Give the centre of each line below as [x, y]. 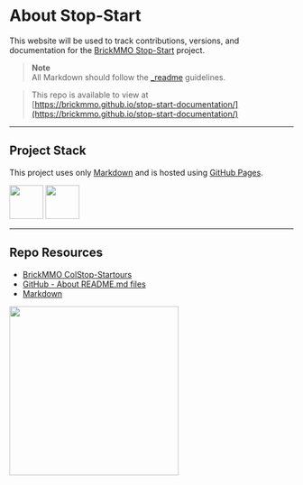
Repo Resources [56, 253]
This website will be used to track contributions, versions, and [124, 41]
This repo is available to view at [90, 95]
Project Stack [48, 151]
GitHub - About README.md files [84, 284]
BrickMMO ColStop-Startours [77, 274]
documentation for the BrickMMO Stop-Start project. [107, 50]
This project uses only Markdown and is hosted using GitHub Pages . [136, 172]
